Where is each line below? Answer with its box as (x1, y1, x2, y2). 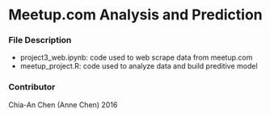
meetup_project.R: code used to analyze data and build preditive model (19, 61, 258, 71)
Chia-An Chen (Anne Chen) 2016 (8, 99, 118, 110)
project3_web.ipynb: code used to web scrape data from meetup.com (19, 52, 253, 62)
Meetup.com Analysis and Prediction (8, 6, 263, 24)
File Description (8, 35, 72, 46)
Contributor (8, 81, 56, 93)
